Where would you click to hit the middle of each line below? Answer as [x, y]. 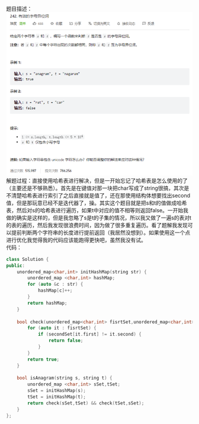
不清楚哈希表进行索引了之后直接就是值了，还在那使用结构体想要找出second [98, 195]
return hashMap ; [47, 303]
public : [16, 266]
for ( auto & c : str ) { [55, 284]
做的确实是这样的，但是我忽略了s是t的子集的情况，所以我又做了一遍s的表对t [99, 218]
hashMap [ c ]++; [55, 291]
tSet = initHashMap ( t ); [57, 397]
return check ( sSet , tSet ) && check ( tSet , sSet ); [86, 403]
